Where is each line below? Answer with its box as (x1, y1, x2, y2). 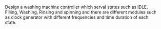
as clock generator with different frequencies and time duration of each (5, 14, 149, 20)
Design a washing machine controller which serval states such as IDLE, (5, 4, 148, 10)
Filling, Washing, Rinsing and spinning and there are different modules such (5, 9, 157, 15)
